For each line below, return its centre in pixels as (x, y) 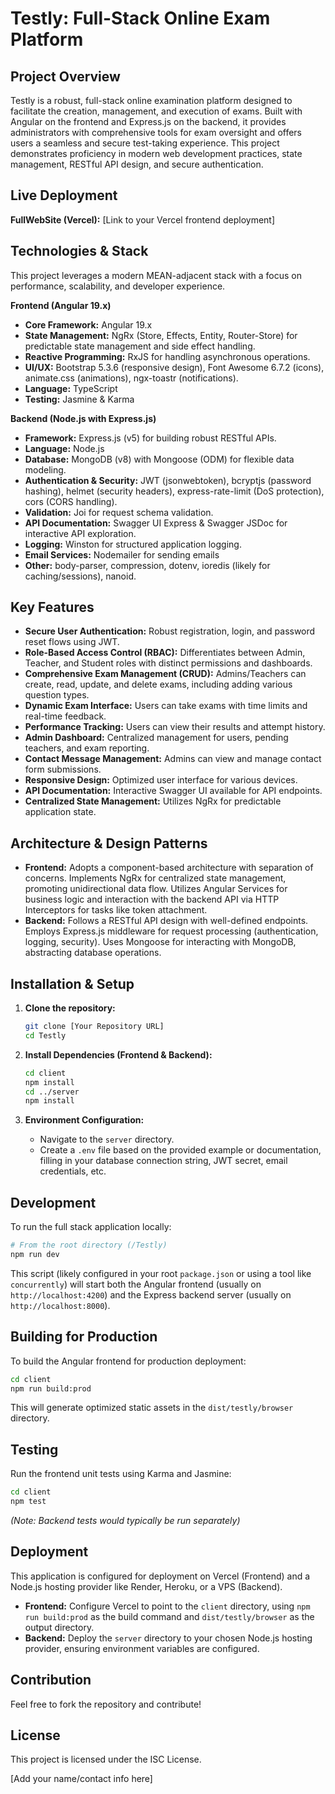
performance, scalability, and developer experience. (118, 286)
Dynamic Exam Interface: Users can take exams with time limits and (166, 706)
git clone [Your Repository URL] (94, 1027)
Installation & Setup (72, 983)
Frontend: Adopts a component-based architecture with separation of (169, 868)
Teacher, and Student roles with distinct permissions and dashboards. (168, 663)
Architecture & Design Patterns (109, 843)
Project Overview (65, 76)
